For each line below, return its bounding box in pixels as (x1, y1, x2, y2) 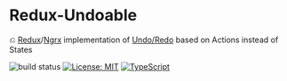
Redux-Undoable (9, 5, 138, 26)
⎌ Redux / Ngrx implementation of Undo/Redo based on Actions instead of (9, 34, 279, 45)
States (9, 44, 33, 55)
